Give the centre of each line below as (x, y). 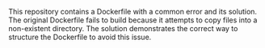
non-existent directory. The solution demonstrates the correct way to (123, 28)
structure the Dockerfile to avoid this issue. (80, 37)
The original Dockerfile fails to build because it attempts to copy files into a (133, 20)
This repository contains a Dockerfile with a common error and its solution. (132, 12)
